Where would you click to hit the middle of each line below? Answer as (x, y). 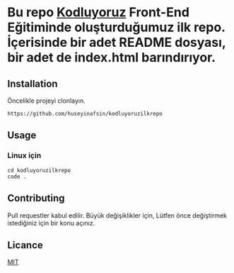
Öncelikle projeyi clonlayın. (47, 101)
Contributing (36, 198)
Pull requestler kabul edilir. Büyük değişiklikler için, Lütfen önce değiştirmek (117, 215)
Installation (33, 83)
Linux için (24, 155)
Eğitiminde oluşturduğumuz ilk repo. (116, 27)
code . (17, 177)
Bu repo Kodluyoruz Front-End (98, 12)
